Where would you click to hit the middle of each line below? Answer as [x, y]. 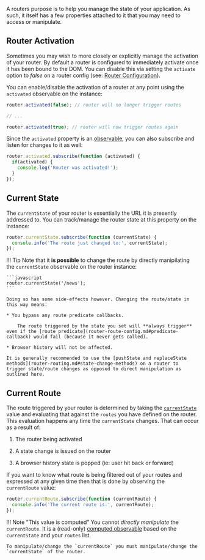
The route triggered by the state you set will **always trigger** [105, 326]
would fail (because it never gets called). [91, 337]
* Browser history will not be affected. [60, 348]
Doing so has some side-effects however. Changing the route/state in [98, 299]
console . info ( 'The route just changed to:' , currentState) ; [90, 243]
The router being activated [49, 439]
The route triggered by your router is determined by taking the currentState [102, 408]
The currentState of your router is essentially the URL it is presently [92, 213]
